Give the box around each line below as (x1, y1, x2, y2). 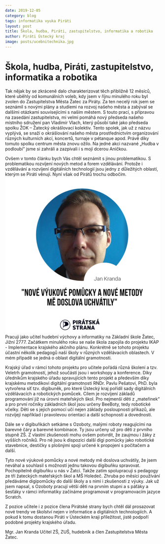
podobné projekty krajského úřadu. (5, 519, 76, 525)
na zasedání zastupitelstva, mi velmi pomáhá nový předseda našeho (5, 114, 144, 120)
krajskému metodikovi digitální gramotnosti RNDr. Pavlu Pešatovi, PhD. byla (5, 380, 158, 386)
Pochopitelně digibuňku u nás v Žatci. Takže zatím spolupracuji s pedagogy (5, 467, 159, 473)
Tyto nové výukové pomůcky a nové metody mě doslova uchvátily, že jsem (5, 457, 157, 463)
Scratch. (5, 494, 22, 499)
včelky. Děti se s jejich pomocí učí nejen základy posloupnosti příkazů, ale (5, 406, 155, 412)
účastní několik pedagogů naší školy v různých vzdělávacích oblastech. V (5, 349, 155, 356)
